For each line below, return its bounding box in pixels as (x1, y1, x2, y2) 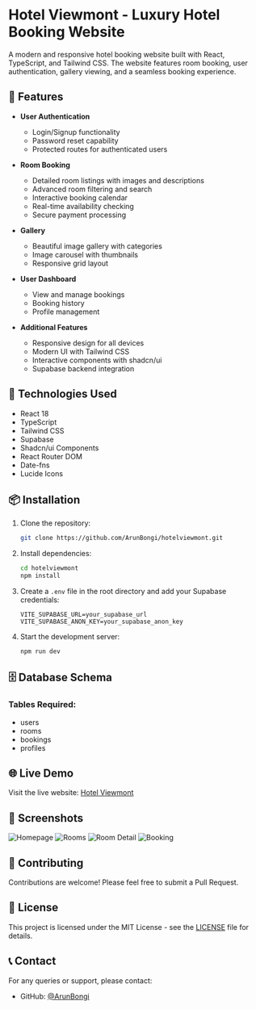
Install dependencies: (19, 549, 92, 559)
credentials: (19, 595, 60, 605)
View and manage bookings (31, 289, 125, 299)
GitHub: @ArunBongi (19, 991, 90, 1001)
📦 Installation (8, 492, 81, 506)
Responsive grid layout (31, 258, 109, 268)
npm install (19, 571, 61, 580)
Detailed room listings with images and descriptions (31, 175, 204, 185)
